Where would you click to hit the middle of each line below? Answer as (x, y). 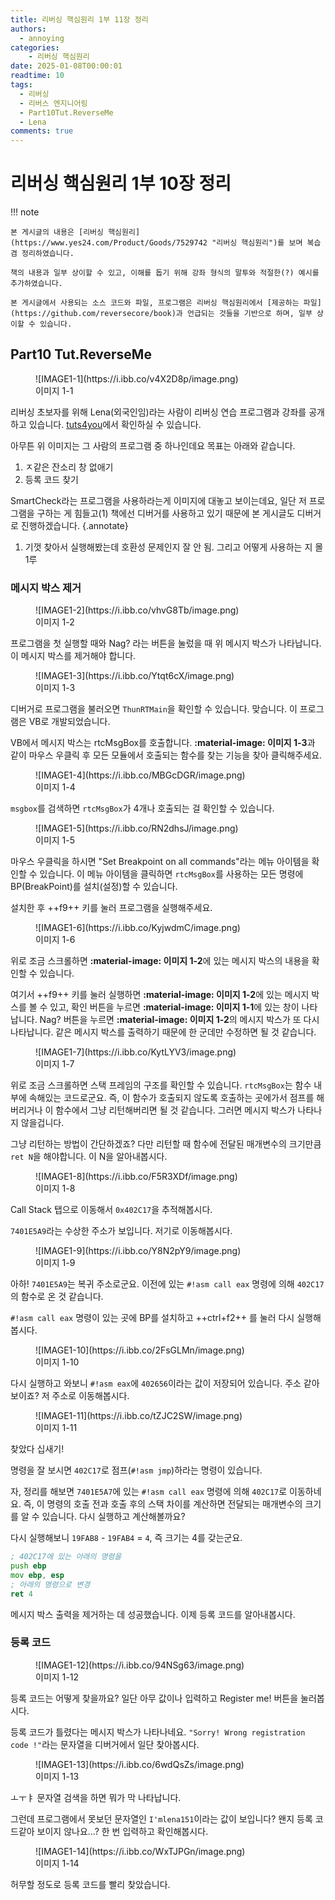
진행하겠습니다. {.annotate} (74, 525)
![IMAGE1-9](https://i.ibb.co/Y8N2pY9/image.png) (138, 1251)
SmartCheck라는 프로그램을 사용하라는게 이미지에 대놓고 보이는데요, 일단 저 (158, 500)
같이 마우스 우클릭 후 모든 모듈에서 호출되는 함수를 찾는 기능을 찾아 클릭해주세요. (166, 755)
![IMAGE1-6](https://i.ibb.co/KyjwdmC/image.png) (138, 928)
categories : (35, 47)
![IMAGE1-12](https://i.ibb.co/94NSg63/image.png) (140, 1665)
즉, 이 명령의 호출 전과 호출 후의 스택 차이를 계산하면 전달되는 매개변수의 (163, 1504)
